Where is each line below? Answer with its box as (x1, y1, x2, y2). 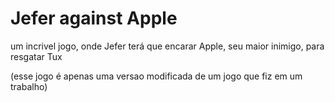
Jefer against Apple (10, 7, 178, 30)
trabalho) (10, 80, 48, 92)
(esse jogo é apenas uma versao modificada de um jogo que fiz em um (10, 70, 303, 82)
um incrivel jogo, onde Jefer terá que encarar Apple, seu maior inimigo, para (10, 40, 325, 52)
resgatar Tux (10, 50, 63, 62)
